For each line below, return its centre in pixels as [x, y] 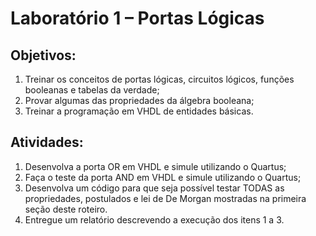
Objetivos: [43, 55]
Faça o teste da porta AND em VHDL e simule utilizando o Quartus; [163, 177]
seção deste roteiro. [66, 209]
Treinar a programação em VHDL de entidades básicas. [139, 111]
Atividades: [47, 142]
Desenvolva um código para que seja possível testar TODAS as [154, 188]
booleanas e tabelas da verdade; [92, 90]
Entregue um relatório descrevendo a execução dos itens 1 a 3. [154, 219]
